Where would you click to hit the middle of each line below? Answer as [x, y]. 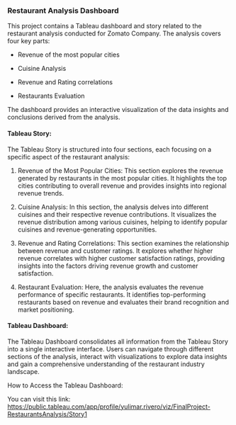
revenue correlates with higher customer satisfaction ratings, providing [121, 258]
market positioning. [46, 310]
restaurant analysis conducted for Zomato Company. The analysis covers [114, 33]
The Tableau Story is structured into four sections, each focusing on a [109, 149]
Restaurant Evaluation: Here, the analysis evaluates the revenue [111, 287]
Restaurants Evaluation [51, 96]
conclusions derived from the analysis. [64, 117]
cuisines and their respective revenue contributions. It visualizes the [117, 214]
